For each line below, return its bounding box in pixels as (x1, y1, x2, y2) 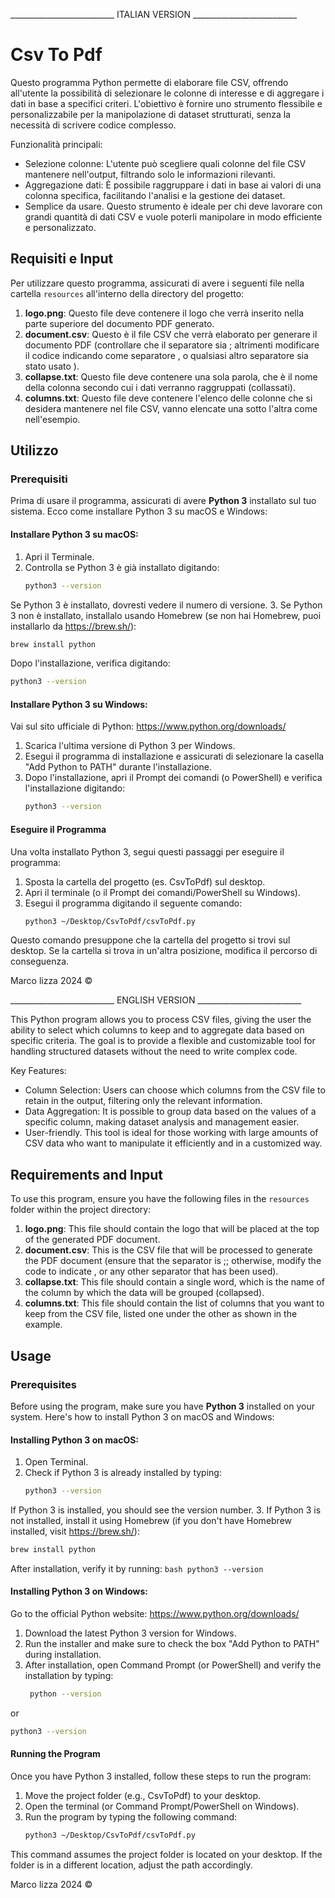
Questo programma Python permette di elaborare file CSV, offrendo (10, 76, 289, 88)
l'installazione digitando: (24, 782, 126, 794)
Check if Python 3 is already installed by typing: (24, 1467, 222, 1479)
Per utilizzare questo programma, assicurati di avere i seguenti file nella (10, 277, 305, 289)
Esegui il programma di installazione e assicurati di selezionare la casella (24, 750, 325, 763)
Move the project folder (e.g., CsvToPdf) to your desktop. (24, 1790, 262, 1802)
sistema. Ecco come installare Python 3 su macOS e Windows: (10, 505, 268, 518)
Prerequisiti (10, 472, 68, 486)
